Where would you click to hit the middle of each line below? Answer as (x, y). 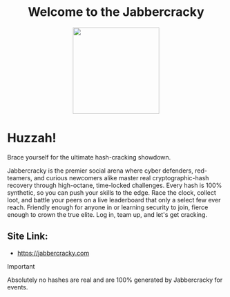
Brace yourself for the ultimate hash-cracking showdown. (89, 157)
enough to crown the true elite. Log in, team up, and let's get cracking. (107, 214)
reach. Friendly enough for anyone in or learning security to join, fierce (108, 207)
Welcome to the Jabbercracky (116, 12)
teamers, (20, 178)
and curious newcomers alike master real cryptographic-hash (121, 178)
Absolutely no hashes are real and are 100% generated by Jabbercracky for (115, 280)
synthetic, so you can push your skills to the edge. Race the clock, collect (112, 192)
